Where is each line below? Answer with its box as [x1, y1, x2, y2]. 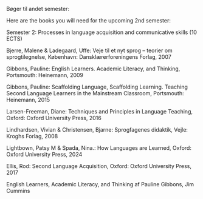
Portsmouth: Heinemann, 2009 [6, 72, 84, 78]
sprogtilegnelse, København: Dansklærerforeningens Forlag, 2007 [6, 53, 171, 60]
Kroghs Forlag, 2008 [6, 133, 58, 140]
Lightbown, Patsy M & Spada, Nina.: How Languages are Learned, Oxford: [6, 144, 191, 151]
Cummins [6, 187, 30, 194]
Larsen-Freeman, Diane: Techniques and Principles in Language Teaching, [6, 108, 193, 115]
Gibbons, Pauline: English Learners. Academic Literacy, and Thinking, [6, 65, 181, 72]
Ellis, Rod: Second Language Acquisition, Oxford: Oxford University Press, [6, 163, 191, 169]
